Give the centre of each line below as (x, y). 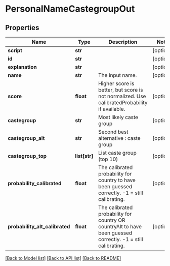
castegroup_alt (26, 138)
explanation (22, 67)
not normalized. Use (122, 96)
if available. (112, 109)
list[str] (84, 156)
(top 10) (108, 159)
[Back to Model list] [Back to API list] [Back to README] (63, 258)
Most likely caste (118, 117)
